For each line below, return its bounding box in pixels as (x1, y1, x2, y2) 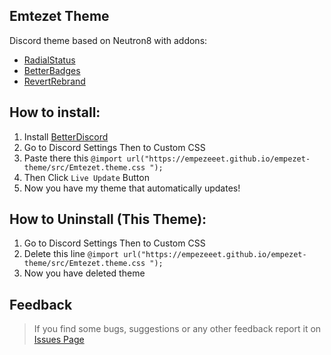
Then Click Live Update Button (23, 171, 150, 183)
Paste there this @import (23, 152, 123, 164)
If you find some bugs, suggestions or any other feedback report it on (33, 323, 322, 335)
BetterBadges (23, 64, 81, 76)
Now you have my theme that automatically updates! (23, 182, 241, 194)
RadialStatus (23, 54, 76, 66)
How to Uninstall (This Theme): (9, 211, 207, 228)
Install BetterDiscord (23, 130, 109, 143)
